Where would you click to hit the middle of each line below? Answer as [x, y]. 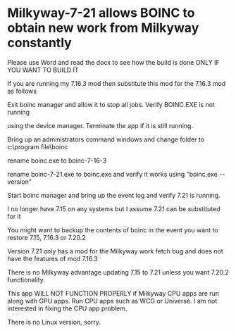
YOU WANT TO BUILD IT [43, 70]
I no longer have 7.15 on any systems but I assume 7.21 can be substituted [114, 208]
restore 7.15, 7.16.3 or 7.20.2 [46, 237]
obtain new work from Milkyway [103, 28]
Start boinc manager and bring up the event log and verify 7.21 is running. [114, 195]
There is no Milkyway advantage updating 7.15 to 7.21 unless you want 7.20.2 [118, 272]
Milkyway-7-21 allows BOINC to [101, 13]
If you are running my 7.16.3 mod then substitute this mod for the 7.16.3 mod [117, 83]
